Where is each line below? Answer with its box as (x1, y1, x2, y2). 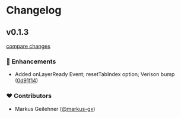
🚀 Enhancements (6, 57, 56, 65)
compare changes (6, 42, 50, 50)
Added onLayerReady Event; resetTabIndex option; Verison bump (14, 71, 175, 78)
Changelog (6, 4, 62, 17)
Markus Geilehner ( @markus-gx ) (14, 105, 96, 112)
